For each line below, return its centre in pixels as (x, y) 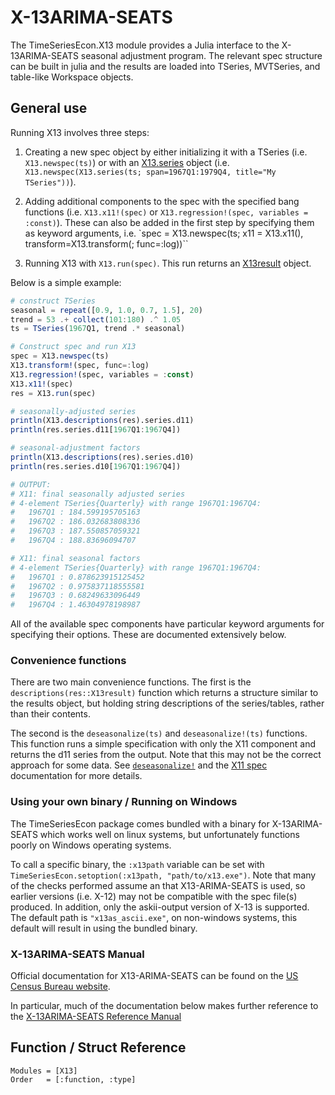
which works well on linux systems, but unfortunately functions (169, 834)
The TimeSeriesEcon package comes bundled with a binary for (140, 823)
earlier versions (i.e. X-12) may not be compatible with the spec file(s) (154, 896)
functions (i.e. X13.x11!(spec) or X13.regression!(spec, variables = (166, 212)
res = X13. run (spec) (53, 393)
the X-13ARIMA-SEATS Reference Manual (96, 1017)
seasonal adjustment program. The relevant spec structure (201, 55)
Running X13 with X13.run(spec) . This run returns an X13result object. (168, 263)
